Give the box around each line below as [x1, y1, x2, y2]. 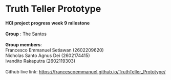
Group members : [5, 41, 42, 47]
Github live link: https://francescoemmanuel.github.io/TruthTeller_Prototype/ [5, 68, 166, 74]
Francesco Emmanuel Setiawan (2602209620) [5, 47, 104, 53]
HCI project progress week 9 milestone [5, 20, 90, 26]
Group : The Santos [5, 31, 47, 37]
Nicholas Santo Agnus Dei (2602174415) [5, 52, 91, 59]
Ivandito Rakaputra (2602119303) [5, 58, 76, 64]
